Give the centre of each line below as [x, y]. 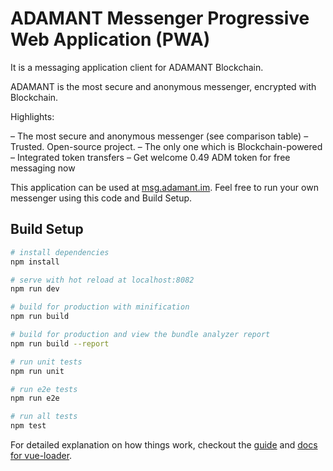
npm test [28, 426]
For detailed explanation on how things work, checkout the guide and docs [164, 445]
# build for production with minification [100, 307]
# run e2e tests [44, 389]
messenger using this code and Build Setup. [101, 198]
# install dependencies [60, 252]
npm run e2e [35, 398]
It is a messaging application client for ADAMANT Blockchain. [137, 67]
